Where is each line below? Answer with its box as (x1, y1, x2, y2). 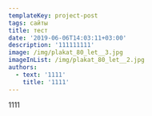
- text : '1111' (15, 71, 66, 79)
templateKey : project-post (8, 11, 98, 20)
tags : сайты (8, 19, 48, 27)
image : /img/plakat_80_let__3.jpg (8, 48, 124, 56)
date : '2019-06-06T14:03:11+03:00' (8, 33, 127, 42)
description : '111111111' (8, 41, 94, 49)
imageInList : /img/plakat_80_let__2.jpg (8, 56, 146, 64)
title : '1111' (22, 78, 70, 86)
